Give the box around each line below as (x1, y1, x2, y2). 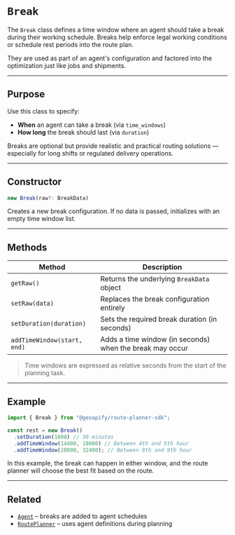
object (100, 283, 121, 292)
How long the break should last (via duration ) (17, 128, 150, 136)
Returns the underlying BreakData (100, 274, 210, 284)
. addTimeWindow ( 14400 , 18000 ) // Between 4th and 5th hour (13, 440, 190, 447)
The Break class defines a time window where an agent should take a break (7, 25, 225, 34)
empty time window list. (7, 215, 76, 223)
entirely (100, 303, 125, 313)
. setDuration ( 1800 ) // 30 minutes (13, 433, 114, 440)
